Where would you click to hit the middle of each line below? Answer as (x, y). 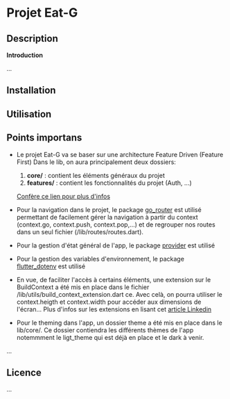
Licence (24, 372)
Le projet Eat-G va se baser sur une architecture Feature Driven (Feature (120, 154)
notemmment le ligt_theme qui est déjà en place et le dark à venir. (110, 337)
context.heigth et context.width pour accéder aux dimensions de (109, 302)
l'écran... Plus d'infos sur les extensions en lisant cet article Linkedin (114, 309)
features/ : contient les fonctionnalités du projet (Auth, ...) (109, 183)
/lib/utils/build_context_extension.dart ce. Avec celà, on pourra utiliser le (119, 294)
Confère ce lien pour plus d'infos (63, 196)
